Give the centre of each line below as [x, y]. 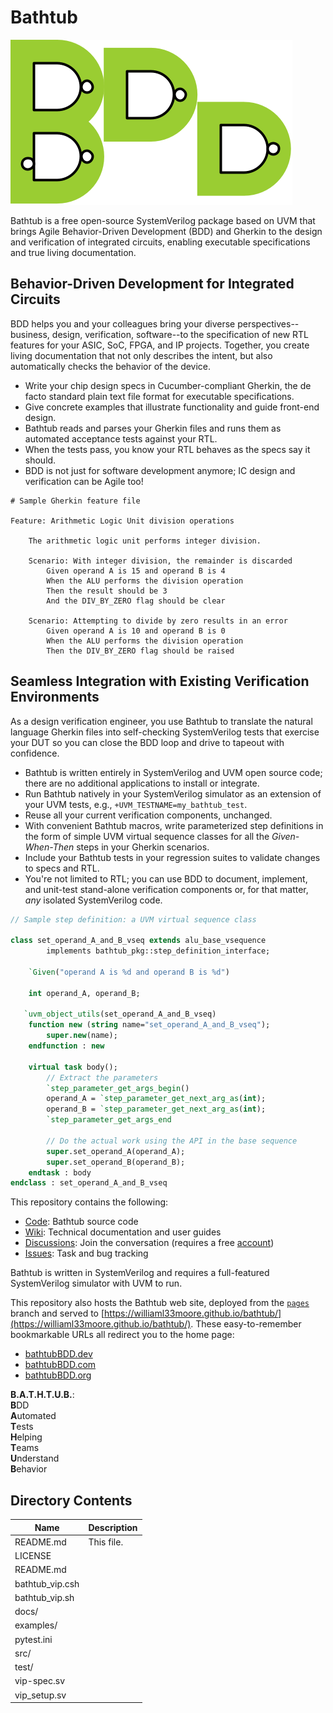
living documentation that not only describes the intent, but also [141, 355]
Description [113, 1527]
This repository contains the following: [89, 1202]
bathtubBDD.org [58, 1375]
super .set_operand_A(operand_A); [116, 1151]
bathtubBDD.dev [58, 1354]
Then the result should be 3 [107, 591]
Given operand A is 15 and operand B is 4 [136, 571]
